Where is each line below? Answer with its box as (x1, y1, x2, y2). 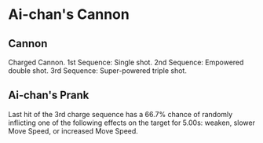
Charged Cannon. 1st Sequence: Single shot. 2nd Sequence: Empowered (8, 57, 244, 67)
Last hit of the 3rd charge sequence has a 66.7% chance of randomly (8, 109, 233, 119)
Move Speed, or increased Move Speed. (8, 126, 139, 135)
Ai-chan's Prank (8, 89, 89, 102)
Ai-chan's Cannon (8, 5, 130, 24)
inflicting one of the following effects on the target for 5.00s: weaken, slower (8, 118, 255, 127)
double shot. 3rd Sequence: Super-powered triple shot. (8, 66, 187, 75)
